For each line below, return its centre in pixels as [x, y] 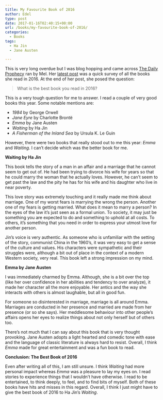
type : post [16, 19]
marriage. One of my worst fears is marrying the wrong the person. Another [81, 202]
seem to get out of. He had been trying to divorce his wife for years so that [80, 171]
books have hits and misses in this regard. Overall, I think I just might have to [81, 387]
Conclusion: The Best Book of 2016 [41, 357]
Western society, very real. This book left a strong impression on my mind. [79, 258]
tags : [10, 41]
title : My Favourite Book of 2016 [40, 10]
